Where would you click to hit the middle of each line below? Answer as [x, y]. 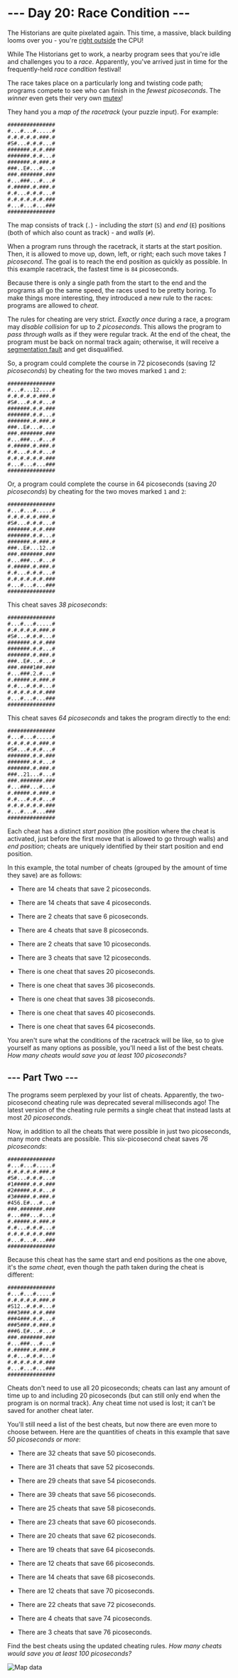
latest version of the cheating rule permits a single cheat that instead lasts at [119, 1110]
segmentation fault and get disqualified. [66, 349]
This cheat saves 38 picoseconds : [58, 605]
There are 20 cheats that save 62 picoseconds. [87, 1535]
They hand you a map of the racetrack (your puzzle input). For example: [113, 112]
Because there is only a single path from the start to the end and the [107, 283]
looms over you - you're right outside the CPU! [76, 40]
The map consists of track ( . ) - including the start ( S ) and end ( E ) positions [117, 224]
